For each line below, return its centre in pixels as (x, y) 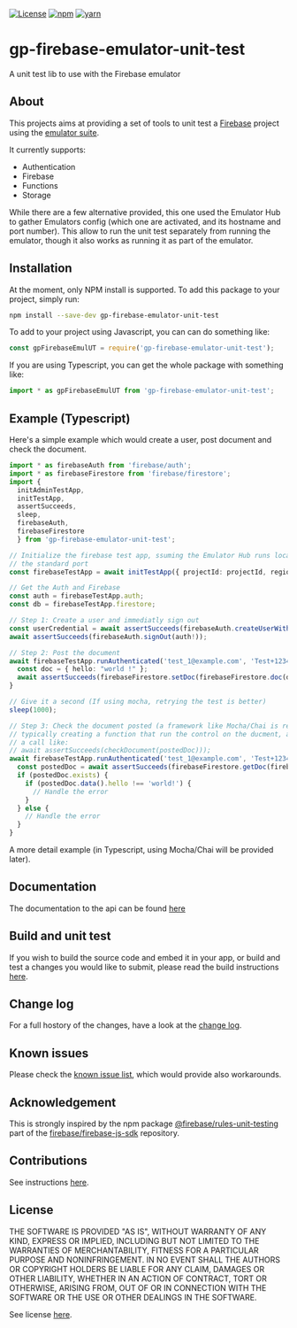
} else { (33, 808)
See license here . (41, 1314)
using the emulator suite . (54, 132)
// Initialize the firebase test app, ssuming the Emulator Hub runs (140, 555)
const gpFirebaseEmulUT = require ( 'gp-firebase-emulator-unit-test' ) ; (142, 348)
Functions (40, 185)
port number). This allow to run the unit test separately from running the (140, 231)
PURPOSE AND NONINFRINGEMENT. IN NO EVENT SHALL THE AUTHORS (145, 1259)
